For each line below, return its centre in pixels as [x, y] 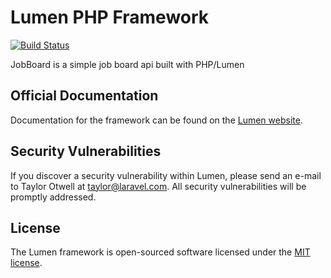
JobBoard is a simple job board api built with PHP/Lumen [127, 64]
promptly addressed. [53, 197]
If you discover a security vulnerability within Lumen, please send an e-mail [166, 175]
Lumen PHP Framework [110, 17]
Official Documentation [84, 96]
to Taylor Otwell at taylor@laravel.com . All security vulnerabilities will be [158, 186]
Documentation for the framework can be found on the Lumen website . [156, 120]
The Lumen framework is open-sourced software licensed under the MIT [160, 252]
